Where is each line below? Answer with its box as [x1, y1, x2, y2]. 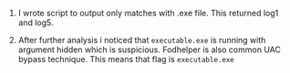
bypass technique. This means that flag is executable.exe [17, 54, 234, 64]
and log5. [17, 17, 54, 28]
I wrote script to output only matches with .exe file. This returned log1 [17, 8, 279, 18]
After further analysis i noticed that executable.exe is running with [17, 35, 266, 45]
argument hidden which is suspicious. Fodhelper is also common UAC [17, 44, 281, 55]
